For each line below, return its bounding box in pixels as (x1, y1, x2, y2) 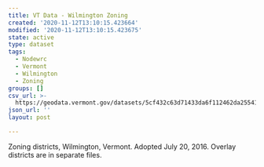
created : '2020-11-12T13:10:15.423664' (8, 19, 139, 27)
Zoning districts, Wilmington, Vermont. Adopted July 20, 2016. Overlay (8, 142, 236, 151)
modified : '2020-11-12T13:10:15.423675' (8, 26, 143, 34)
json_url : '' (8, 107, 51, 114)
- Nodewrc (15, 56, 47, 64)
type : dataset (8, 41, 55, 49)
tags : (8, 48, 26, 56)
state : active (8, 33, 55, 42)
